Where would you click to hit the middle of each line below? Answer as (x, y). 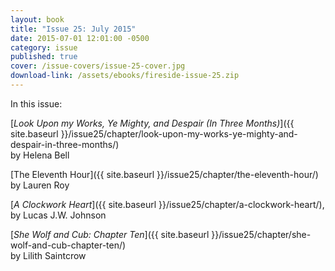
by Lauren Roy (40, 185)
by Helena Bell (40, 155)
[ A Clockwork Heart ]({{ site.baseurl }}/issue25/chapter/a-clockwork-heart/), (167, 204)
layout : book (37, 19)
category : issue (44, 47)
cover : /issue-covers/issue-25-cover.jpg (98, 66)
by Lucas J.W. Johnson (58, 215)
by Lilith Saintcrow (48, 255)
